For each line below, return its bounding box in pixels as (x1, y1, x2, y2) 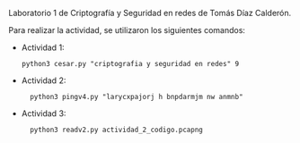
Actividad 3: (21, 108, 66, 119)
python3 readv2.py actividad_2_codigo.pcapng (30, 125, 203, 134)
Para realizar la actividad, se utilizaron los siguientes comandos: (8, 25, 246, 35)
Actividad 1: (21, 42, 65, 53)
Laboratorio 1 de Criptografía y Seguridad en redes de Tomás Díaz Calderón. (8, 8, 292, 18)
